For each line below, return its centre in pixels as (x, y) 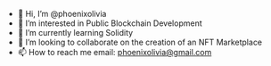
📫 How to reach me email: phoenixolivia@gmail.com (115, 52)
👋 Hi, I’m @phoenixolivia (62, 14)
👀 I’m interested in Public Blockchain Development (110, 23)
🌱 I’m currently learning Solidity (75, 33)
